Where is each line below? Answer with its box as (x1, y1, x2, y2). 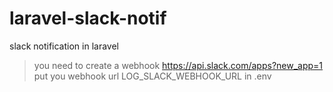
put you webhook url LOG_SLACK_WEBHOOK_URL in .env (33, 70, 272, 82)
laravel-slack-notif (9, 7, 167, 30)
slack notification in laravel (9, 40, 119, 52)
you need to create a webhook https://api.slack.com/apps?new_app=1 (33, 59, 324, 71)
